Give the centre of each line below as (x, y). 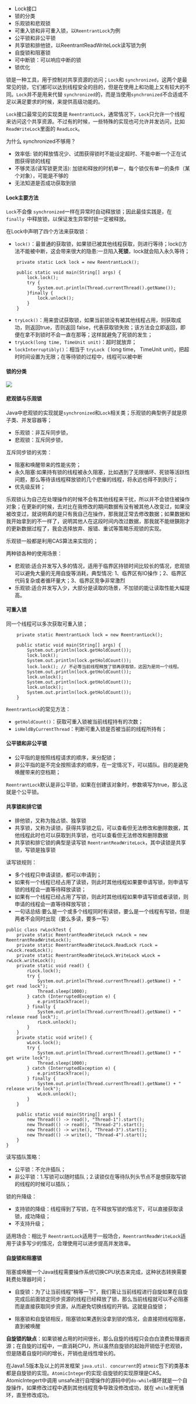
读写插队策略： (24, 1157)
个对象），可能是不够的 (41, 176)
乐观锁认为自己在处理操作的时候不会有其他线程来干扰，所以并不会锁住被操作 (98, 499)
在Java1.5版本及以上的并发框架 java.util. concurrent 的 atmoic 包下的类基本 (98, 1366)
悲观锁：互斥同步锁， (40, 440)
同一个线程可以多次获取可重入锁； (47, 624)
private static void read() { (53, 966)
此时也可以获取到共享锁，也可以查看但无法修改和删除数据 (99, 835)
